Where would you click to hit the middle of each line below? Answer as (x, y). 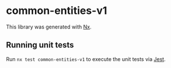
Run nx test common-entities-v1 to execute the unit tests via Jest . (86, 59)
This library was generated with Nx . (49, 27)
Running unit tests (40, 45)
